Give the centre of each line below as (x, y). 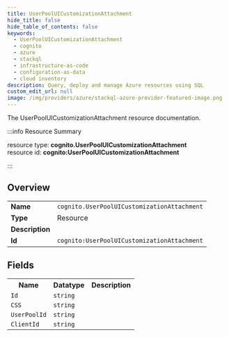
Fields (21, 265)
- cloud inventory (40, 78)
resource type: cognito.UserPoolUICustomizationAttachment (97, 145)
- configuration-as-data (49, 72)
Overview (29, 188)
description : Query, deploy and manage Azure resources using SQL (105, 85)
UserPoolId (29, 314)
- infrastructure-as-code (51, 66)
